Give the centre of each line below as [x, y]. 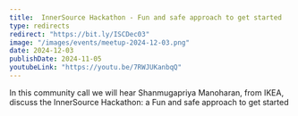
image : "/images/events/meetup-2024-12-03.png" [100, 42]
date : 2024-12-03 [42, 51]
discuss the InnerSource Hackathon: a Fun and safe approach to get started [149, 102]
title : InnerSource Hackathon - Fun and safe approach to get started [145, 17]
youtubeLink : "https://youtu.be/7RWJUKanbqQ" [95, 68]
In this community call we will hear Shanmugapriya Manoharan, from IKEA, [147, 92]
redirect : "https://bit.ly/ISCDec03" [80, 34]
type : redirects [39, 26]
